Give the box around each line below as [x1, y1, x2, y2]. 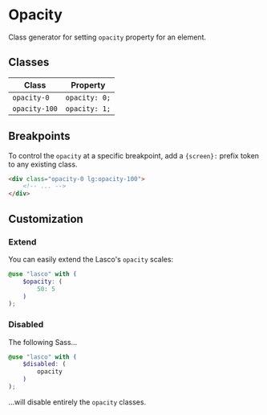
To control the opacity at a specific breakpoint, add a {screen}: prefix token [8, 150, 259, 160]
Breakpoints [8, 129, 71, 143]
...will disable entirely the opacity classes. [8, 397, 147, 407]
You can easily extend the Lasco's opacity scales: [8, 254, 174, 264]
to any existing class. [8, 159, 78, 169]
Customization [8, 212, 84, 226]
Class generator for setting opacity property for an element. [8, 32, 207, 42]
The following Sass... [8, 337, 78, 347]
